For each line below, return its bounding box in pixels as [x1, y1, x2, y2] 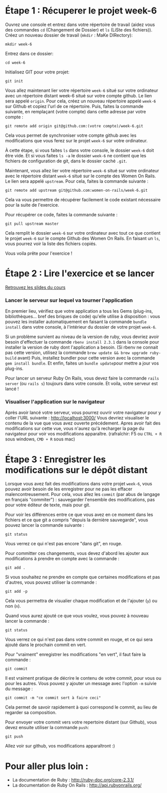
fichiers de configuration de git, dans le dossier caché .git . [5, 158, 127, 164]
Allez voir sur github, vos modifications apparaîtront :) [5, 743, 115, 749]
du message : [5, 686, 33, 692]
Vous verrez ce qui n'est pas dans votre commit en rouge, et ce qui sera [5, 637, 153, 643]
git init [5, 78, 23, 83]
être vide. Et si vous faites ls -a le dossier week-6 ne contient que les [5, 152, 147, 158]
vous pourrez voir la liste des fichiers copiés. [5, 240, 97, 247]
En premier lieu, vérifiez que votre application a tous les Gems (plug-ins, [5, 308, 153, 314]
